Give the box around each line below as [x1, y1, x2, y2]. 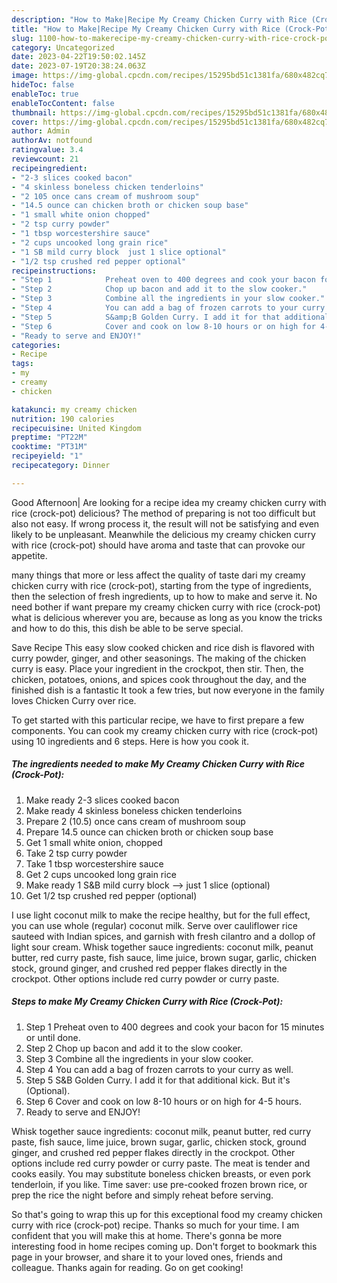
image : [11, 71, 39, 81]
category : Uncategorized [11, 42, 115, 53]
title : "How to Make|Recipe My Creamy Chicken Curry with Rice [11, 24, 281, 34]
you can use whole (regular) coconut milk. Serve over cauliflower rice [11, 919, 298, 931]
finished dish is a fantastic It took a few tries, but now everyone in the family [11, 684, 325, 696]
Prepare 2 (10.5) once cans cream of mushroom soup [25, 815, 246, 827]
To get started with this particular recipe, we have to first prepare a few [11, 714, 305, 726]
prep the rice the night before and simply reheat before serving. [11, 1189, 274, 1201]
